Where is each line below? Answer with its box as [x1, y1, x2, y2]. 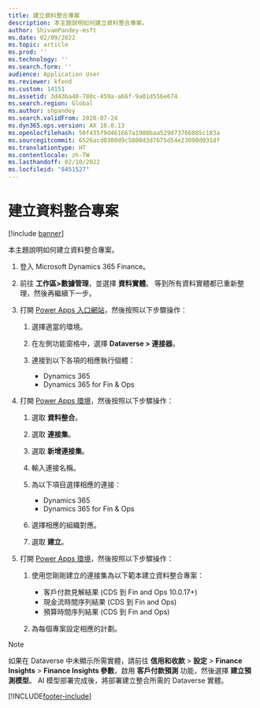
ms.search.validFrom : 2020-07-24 [8, 114, 118, 122]
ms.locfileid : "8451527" [8, 166, 90, 174]
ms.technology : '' [8, 56, 69, 64]
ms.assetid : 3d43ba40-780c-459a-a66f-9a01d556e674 [8, 92, 178, 100]
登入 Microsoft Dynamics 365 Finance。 [19, 261, 150, 271]
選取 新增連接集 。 [31, 446, 89, 455]
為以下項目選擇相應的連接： [31, 479, 122, 489]
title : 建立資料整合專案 [8, 11, 80, 20]
